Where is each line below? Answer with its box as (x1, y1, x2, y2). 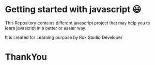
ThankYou (5, 51, 47, 63)
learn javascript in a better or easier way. (5, 25, 87, 31)
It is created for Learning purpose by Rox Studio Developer (5, 34, 123, 40)
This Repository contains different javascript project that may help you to (5, 20, 150, 26)
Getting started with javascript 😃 (5, 4, 141, 15)
